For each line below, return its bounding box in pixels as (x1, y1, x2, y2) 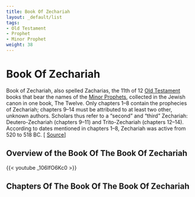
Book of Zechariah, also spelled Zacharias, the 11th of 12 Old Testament (6, 87, 181, 94)
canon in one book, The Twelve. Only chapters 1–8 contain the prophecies (6, 99, 187, 107)
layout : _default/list (6, 14, 62, 20)
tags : (6, 20, 20, 26)
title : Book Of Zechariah (6, 8, 70, 15)
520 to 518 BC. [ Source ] (6, 131, 66, 138)
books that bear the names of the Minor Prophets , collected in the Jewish (6, 93, 186, 100)
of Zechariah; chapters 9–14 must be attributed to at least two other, (6, 106, 172, 113)
